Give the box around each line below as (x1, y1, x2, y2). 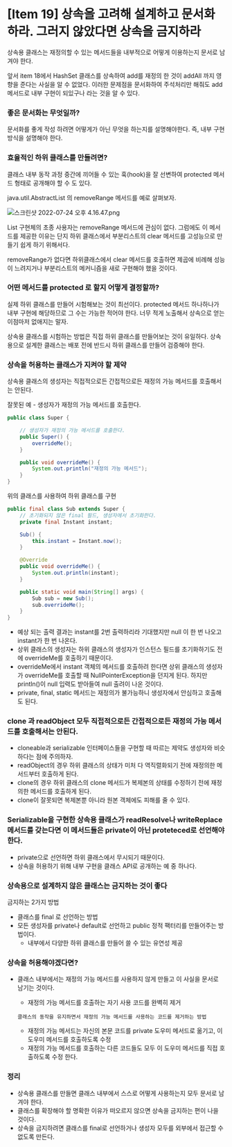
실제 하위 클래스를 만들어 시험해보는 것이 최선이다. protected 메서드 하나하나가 (7, 300, 220, 308)
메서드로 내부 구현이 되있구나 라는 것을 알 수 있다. (7, 88, 141, 97)
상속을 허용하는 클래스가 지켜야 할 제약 (7, 359, 127, 369)
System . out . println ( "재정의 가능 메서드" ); (32, 465, 148, 473)
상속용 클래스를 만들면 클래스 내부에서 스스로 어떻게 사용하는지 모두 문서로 (17, 1089, 217, 1097)
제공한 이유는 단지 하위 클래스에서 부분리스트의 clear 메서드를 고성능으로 (19, 231, 216, 240)
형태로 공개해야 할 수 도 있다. (14, 179, 92, 187)
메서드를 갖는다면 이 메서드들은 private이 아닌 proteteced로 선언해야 (7, 825, 225, 835)
